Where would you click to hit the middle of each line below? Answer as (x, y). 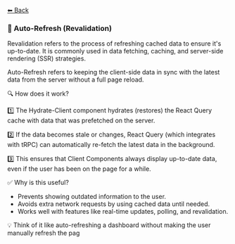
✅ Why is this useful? (38, 183)
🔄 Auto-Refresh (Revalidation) (60, 28)
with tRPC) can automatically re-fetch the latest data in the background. (111, 145)
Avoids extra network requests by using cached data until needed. (114, 204)
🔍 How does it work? (38, 94)
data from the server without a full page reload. (76, 79)
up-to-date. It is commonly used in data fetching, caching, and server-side (115, 51)
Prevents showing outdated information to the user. (92, 197)
